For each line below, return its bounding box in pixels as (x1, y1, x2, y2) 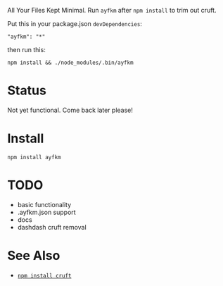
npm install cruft (17, 272, 72, 279)
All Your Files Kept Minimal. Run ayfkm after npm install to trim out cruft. (7, 6, 217, 14)
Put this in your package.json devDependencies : (7, 20, 143, 27)
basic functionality (17, 200, 72, 209)
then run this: (7, 46, 46, 54)
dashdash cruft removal (17, 223, 87, 231)
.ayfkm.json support (17, 208, 76, 216)
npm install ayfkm (7, 154, 61, 161)
